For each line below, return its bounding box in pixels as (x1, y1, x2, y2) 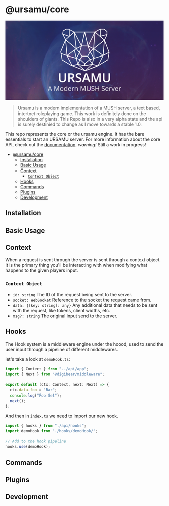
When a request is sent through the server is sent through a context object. (5, 256, 161, 263)
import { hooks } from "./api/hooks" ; (5, 423, 87, 428)
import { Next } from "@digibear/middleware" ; (5, 372, 105, 377)
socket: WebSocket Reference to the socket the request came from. (12, 297, 152, 303)
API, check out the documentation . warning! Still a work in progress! (5, 141, 146, 147)
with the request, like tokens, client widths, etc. (12, 307, 111, 313)
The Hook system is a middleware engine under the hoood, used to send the (5, 341, 164, 347)
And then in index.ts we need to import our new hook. (5, 413, 118, 419)
